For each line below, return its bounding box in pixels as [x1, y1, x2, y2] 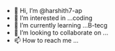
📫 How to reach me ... [13, 37, 79, 44]
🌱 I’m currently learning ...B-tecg [13, 21, 108, 29]
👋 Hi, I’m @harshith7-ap [13, 7, 82, 14]
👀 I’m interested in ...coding [13, 14, 93, 22]
